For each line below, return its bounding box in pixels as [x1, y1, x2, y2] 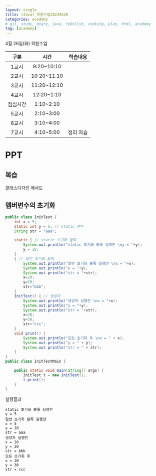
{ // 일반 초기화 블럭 [14, 256, 54, 261]
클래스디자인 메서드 [5, 185, 43, 191]
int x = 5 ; [14, 219, 37, 224]
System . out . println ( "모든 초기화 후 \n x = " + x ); [23, 336, 124, 341]
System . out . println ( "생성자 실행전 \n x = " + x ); [23, 298, 118, 303]
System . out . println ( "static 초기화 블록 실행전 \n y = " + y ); [23, 242, 142, 247]
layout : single [5, 7, 37, 13]
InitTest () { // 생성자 [14, 293, 61, 298]
